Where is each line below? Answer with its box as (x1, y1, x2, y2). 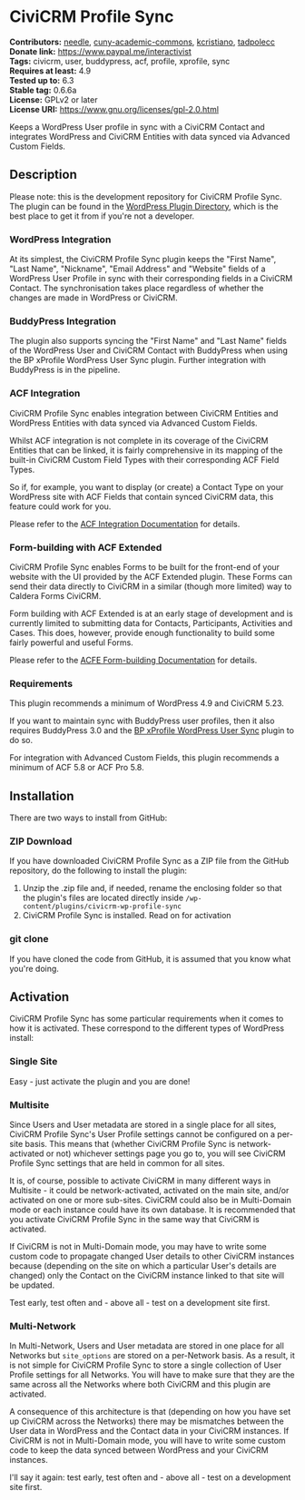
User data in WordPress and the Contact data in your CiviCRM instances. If (9, 1426, 290, 1436)
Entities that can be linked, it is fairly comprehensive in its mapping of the (9, 445, 283, 456)
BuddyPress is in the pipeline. (9, 365, 121, 376)
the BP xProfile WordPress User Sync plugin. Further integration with (9, 355, 266, 366)
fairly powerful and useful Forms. (9, 637, 133, 648)
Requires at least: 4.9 (9, 65, 92, 76)
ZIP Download (9, 835, 73, 848)
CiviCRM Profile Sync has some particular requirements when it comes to (9, 1014, 284, 1025)
